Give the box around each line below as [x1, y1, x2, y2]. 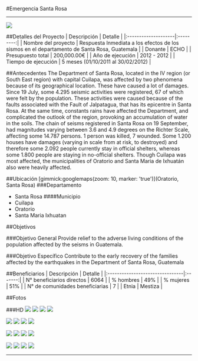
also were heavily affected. [6, 164, 72, 171]
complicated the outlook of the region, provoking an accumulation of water [6, 113, 188, 121]
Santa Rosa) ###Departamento [6, 181, 82, 188]
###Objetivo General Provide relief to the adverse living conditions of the [6, 235, 184, 242]
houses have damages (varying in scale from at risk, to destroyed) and [6, 139, 178, 145]
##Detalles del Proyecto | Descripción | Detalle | [6, 33, 123, 40]
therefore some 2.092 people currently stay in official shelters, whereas [6, 145, 180, 152]
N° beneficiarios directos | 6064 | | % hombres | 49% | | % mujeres [25, 277, 190, 283]
